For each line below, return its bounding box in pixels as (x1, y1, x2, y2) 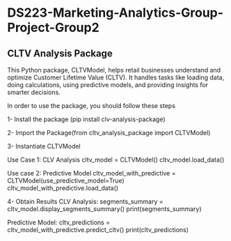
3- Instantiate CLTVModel (7, 142, 81, 150)
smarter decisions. (7, 88, 61, 96)
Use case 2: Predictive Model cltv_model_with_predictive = (7, 169, 176, 177)
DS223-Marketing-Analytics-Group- (7, 5, 224, 21)
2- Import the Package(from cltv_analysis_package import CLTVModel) (7, 129, 211, 137)
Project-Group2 (7, 20, 99, 36)
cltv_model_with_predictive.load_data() (7, 184, 119, 192)
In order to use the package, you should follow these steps (7, 102, 176, 109)
